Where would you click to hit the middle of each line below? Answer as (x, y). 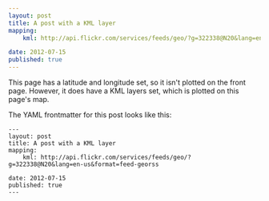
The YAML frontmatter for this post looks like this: (90, 115)
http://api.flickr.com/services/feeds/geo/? (116, 157)
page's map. (29, 99)
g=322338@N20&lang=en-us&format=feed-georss (84, 164)
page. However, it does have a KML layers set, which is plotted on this (124, 91)
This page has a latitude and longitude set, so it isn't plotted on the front (127, 82)
